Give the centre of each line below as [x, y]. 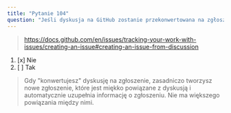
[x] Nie [26, 60]
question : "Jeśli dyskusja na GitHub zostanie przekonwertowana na [106, 20]
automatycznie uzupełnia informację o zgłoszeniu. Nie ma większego [122, 95]
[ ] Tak [26, 67]
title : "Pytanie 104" [38, 13]
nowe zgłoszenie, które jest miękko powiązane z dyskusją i [107, 88]
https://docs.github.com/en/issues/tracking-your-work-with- [110, 39]
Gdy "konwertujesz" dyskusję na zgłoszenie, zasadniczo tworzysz [118, 80]
